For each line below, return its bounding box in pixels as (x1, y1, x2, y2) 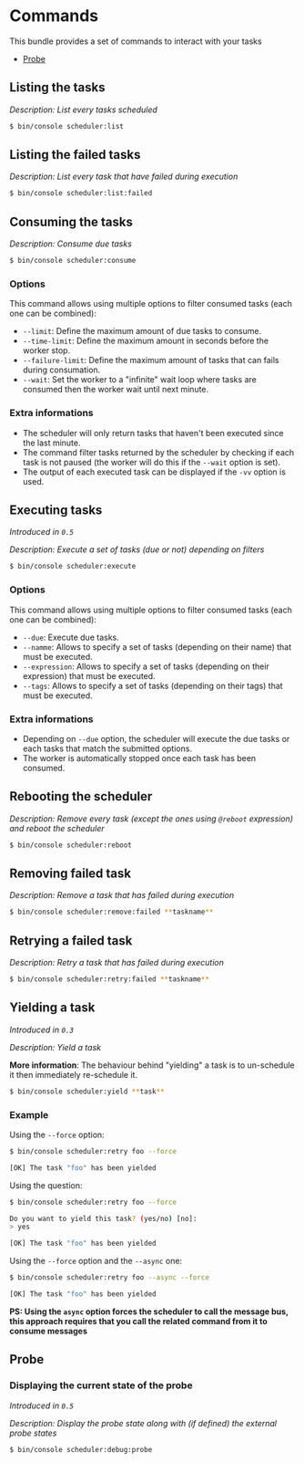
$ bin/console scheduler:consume (9, 256, 137, 266)
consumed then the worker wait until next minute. (22, 384, 209, 395)
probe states (9, 1427, 57, 1438)
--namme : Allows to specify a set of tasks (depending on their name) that (22, 641, 292, 653)
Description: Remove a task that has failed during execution (9, 890, 235, 901)
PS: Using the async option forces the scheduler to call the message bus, (9, 1306, 289, 1317)
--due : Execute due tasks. (22, 632, 120, 643)
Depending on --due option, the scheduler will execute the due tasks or (22, 733, 290, 744)
